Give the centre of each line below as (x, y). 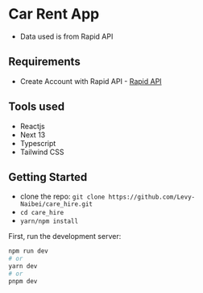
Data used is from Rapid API (66, 36)
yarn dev (23, 266)
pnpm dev (23, 281)
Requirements (44, 62)
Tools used (37, 107)
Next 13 (33, 135)
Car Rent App (54, 14)
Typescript (38, 143)
